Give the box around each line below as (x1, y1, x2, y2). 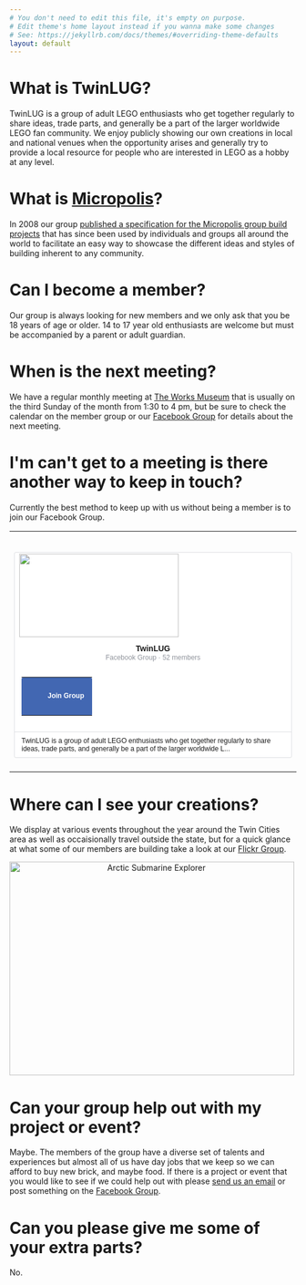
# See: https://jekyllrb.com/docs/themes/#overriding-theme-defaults (9, 30, 280, 39)
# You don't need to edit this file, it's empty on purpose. (9, 13, 247, 23)
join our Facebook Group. (9, 512, 105, 523)
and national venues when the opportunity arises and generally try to (9, 138, 269, 149)
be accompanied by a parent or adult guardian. (9, 329, 186, 340)
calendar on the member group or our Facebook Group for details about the (9, 411, 293, 421)
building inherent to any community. (9, 248, 144, 259)
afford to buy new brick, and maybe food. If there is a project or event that (9, 1166, 288, 1177)
